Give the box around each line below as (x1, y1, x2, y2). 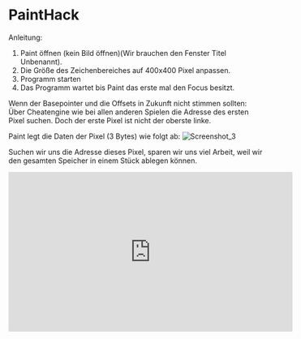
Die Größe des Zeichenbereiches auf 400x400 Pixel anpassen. (19, 65, 231, 75)
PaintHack (8, 6, 80, 24)
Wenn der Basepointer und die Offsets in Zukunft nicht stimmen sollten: (8, 98, 247, 108)
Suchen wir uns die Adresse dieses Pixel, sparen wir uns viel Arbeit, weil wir (8, 147, 263, 157)
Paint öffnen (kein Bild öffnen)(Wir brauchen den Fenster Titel (19, 48, 227, 58)
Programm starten (19, 74, 81, 84)
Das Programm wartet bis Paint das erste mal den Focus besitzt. (19, 83, 235, 92)
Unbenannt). (19, 57, 62, 67)
